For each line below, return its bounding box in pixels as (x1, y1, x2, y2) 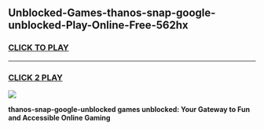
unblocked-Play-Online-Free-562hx (8, 19, 189, 32)
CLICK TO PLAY (8, 43, 69, 54)
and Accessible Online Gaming (8, 113, 111, 122)
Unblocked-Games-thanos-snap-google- (8, 6, 216, 20)
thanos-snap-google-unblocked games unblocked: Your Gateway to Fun (8, 104, 250, 113)
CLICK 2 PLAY (8, 72, 63, 83)
